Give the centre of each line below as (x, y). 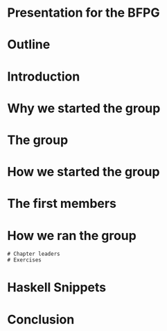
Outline (29, 45)
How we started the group (83, 172)
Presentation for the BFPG (83, 13)
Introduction (44, 76)
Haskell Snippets (57, 288)
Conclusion (41, 320)
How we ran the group (72, 235)
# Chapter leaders (34, 254)
